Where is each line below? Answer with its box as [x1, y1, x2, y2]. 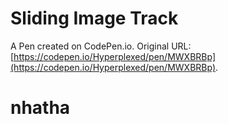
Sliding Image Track [10, 7, 179, 30]
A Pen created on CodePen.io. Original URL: [10, 40, 192, 52]
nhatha [10, 97, 71, 119]
